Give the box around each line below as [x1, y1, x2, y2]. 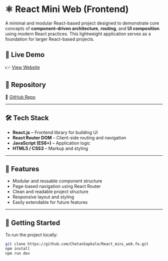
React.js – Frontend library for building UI [12, 129, 98, 136]
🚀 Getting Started [5, 218, 60, 227]
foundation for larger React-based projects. [5, 36, 95, 42]
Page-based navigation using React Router [12, 183, 101, 189]
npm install [5, 246, 30, 251]
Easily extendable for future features [12, 199, 88, 205]
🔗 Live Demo [5, 51, 45, 59]
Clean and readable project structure [12, 189, 88, 195]
